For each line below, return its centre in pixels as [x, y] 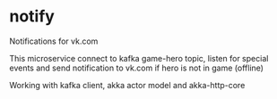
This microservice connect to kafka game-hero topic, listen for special [139, 58]
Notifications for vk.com [54, 41]
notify [32, 16]
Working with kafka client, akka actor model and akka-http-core [127, 85]
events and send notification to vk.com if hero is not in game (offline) [137, 68]
